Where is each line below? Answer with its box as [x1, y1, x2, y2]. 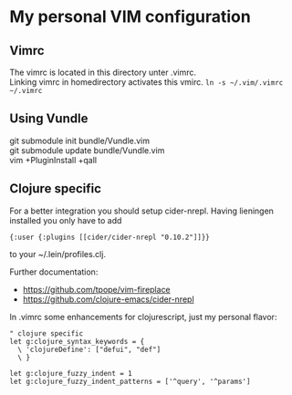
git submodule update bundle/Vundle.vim [9, 144, 165, 156]
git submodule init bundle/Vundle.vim [9, 135, 151, 146]
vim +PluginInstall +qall [9, 154, 98, 165]
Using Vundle [9, 111, 89, 127]
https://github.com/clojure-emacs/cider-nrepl [22, 294, 194, 305]
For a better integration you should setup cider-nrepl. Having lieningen [9, 205, 274, 216]
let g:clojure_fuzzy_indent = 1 [9, 369, 132, 378]
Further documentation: [9, 266, 99, 277]
